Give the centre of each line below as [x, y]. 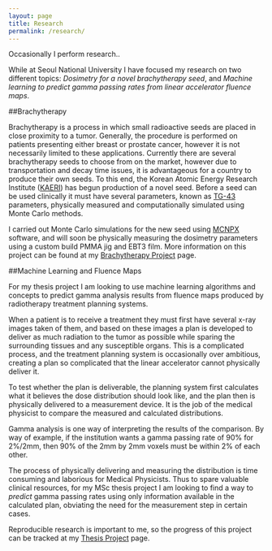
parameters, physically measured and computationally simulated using [127, 205]
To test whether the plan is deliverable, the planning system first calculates [134, 388]
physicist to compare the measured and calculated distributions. [116, 413]
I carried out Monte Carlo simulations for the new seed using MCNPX [124, 229]
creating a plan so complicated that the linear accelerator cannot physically [134, 363]
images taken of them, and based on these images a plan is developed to [131, 328]
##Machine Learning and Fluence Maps [75, 271]
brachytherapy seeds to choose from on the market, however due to [123, 162]
